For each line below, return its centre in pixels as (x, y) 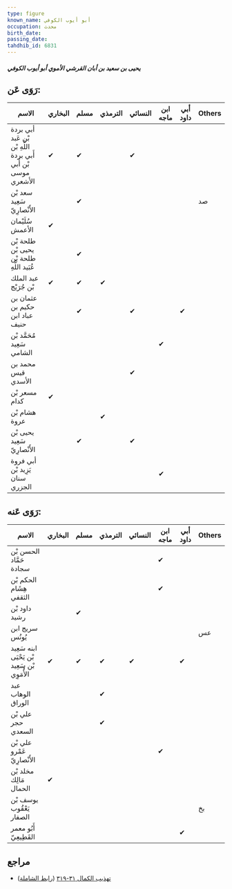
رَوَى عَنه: (24, 511)
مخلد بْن (22, 771)
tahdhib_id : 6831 (32, 46)
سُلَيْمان (21, 221)
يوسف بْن (25, 800)
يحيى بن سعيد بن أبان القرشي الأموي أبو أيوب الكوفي (74, 68)
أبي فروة (23, 461)
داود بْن (21, 609)
